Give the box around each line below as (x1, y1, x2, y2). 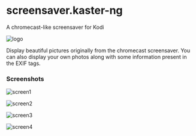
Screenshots (6, 75, 44, 83)
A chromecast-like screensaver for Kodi (6, 23, 104, 31)
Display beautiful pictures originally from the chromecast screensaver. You (6, 46, 191, 54)
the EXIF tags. (6, 60, 41, 67)
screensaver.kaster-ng (6, 4, 123, 17)
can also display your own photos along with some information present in (6, 53, 187, 60)
